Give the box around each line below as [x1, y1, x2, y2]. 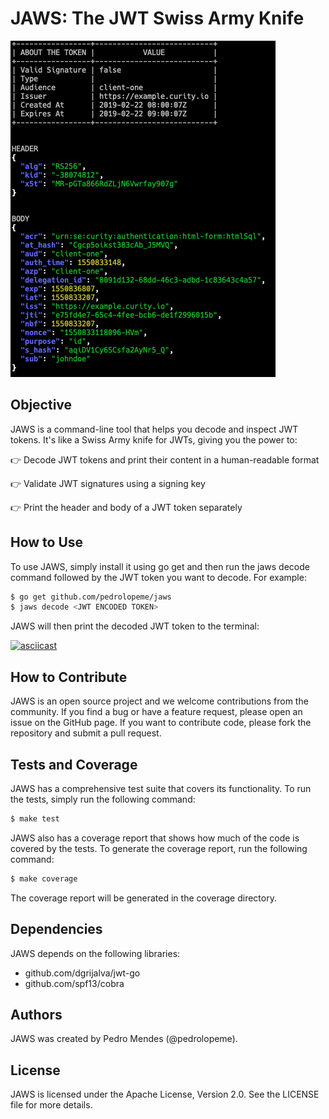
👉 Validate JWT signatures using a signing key [10, 477, 206, 489]
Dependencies [10, 921, 103, 938]
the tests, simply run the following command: [10, 793, 196, 805]
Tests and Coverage [10, 756, 138, 773]
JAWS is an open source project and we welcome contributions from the [10, 695, 309, 707]
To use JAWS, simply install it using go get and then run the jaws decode [10, 560, 310, 572]
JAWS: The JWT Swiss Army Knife [10, 7, 305, 30]
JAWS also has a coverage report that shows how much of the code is [10, 832, 300, 844]
